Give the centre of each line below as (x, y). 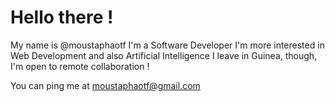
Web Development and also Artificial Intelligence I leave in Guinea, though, (164, 55)
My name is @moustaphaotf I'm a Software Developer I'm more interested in (167, 45)
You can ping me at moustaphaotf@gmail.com (105, 85)
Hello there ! (62, 17)
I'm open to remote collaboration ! (80, 66)
